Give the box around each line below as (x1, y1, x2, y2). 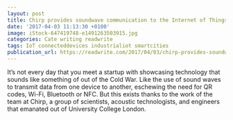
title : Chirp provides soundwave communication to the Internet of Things (7, 17, 228, 24)
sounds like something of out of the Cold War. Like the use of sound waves (7, 75, 221, 83)
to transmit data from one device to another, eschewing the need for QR (7, 83, 213, 91)
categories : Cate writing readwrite (7, 36, 113, 43)
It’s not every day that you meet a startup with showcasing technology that (7, 67, 221, 76)
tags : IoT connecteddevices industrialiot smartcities (7, 42, 169, 49)
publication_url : (7, 49, 58, 56)
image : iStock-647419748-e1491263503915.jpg (7, 29, 138, 37)
